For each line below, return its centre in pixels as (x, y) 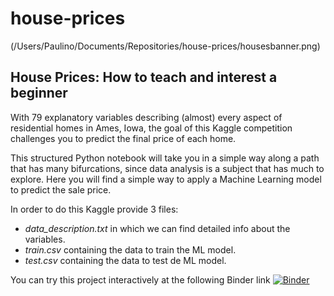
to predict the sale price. (61, 189)
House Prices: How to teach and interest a (144, 77)
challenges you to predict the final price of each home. (123, 138)
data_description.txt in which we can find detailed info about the (157, 228)
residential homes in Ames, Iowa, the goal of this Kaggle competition (151, 128)
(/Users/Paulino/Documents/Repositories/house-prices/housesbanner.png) (165, 46)
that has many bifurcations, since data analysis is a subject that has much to (167, 168)
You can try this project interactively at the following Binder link (140, 279)
